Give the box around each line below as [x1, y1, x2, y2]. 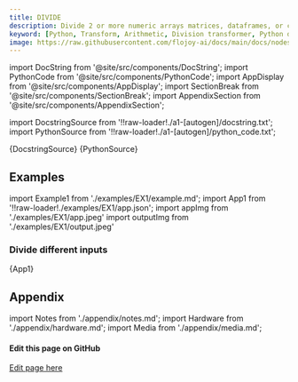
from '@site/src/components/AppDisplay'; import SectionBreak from [9, 81, 260, 92]
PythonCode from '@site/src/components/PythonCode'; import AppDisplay [9, 72, 285, 83]
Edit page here [9, 362, 63, 373]
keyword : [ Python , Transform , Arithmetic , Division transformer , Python [9, 29, 284, 38]
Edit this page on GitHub [9, 343, 101, 354]
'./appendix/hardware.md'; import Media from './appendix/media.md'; [9, 322, 263, 333]
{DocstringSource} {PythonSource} [9, 144, 138, 155]
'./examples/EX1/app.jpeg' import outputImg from [9, 212, 189, 223]
